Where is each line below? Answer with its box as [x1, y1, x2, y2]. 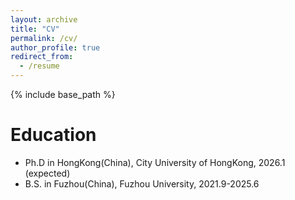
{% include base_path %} [10, 89, 116, 100]
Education [10, 124, 97, 146]
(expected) [24, 167, 71, 179]
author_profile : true [10, 42, 101, 53]
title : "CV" [10, 24, 60, 34]
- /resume [19, 61, 60, 71]
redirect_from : [10, 52, 74, 62]
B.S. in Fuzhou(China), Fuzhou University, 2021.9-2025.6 [24, 177, 260, 190]
